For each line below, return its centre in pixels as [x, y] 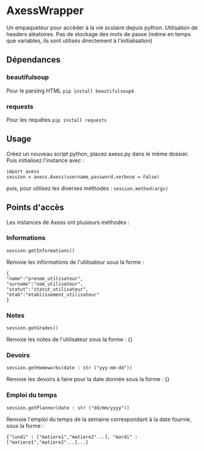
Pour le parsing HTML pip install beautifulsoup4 [70, 91]
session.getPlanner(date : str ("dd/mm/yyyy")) [68, 408]
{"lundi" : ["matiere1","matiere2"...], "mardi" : [72, 437]
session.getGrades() [33, 328]
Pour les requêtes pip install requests [56, 119]
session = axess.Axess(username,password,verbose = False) [83, 177]
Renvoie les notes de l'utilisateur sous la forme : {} [70, 340]
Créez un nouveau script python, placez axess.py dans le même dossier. [98, 154]
